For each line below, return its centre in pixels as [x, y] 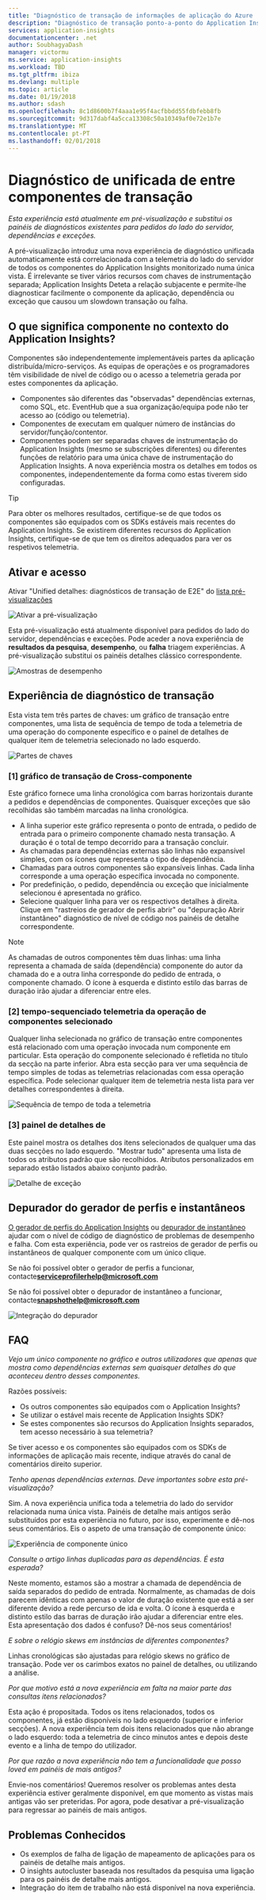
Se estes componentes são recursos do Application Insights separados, [137, 1424]
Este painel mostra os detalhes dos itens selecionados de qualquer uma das [132, 1142]
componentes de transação [101, 197]
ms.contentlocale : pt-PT [49, 133]
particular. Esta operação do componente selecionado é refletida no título [128, 1056]
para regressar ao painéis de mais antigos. [78, 1810]
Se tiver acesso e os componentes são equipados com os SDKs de [118, 1447]
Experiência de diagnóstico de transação [111, 696]
